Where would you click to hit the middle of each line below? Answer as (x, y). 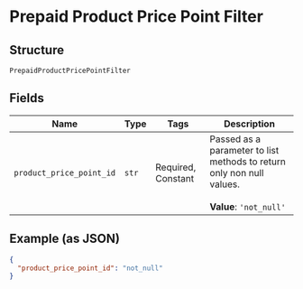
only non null (237, 172)
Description (249, 124)
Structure (37, 50)
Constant (175, 178)
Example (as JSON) (64, 239)
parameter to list (244, 150)
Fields (27, 98)
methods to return (248, 162)
